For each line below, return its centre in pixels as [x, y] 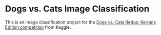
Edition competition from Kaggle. [38, 27]
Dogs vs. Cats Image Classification [77, 9]
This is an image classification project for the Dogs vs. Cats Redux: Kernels [80, 22]
